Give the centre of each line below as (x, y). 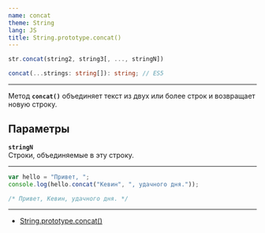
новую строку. (33, 104)
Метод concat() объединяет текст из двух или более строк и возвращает (132, 96)
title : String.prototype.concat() (65, 38)
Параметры (39, 129)
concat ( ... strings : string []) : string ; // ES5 (86, 73)
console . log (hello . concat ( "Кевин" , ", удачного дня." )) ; (104, 184)
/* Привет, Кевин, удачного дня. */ (68, 198)
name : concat (30, 15)
